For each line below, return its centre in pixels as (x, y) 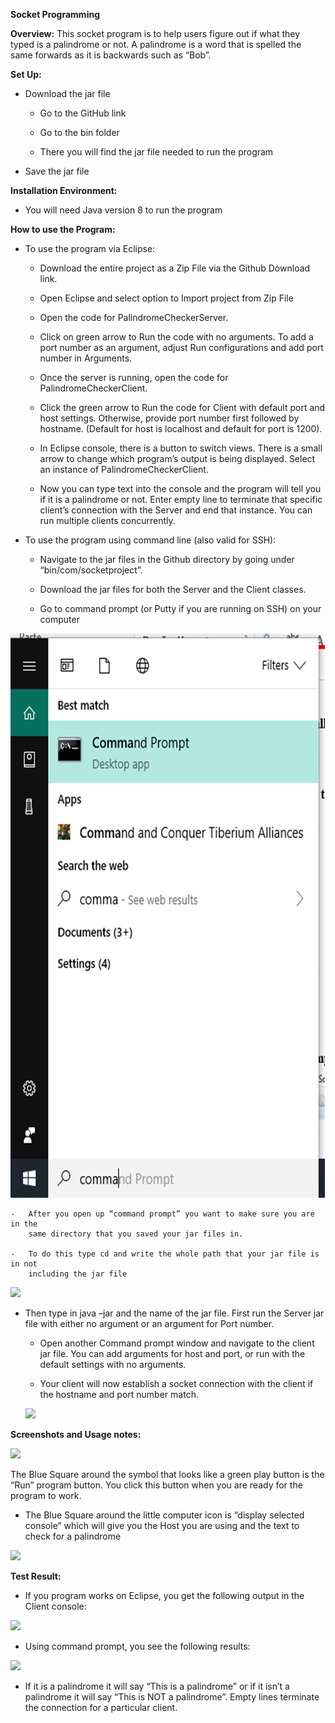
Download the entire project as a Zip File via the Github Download (175, 268)
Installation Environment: (64, 190)
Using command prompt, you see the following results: (137, 1646)
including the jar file (78, 1274)
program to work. (46, 1495)
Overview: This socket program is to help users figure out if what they (155, 33)
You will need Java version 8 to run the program (123, 210)
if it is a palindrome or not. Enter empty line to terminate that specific (181, 499)
